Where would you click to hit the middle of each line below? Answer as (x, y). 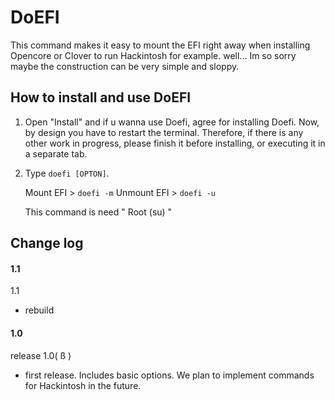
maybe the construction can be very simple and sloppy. (125, 66)
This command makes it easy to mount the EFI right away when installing (160, 45)
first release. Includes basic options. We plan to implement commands (169, 375)
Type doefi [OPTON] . (67, 173)
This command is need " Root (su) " (98, 212)
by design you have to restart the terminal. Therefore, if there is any (164, 132)
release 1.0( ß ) (41, 355)
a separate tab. (56, 153)
